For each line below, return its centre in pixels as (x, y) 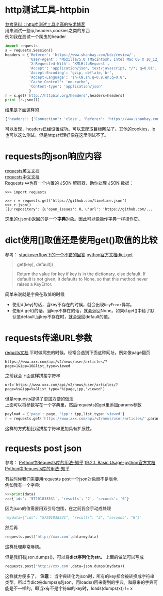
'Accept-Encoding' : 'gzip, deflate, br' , (71, 73)
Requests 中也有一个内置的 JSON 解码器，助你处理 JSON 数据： (69, 183)
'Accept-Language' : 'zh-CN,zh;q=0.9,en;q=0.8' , (78, 78)
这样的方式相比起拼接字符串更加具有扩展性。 (50, 428)
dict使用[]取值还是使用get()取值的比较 (81, 240)
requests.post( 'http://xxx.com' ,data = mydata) (52, 537)
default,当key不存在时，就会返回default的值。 (66, 317)
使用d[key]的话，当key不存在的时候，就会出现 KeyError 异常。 (73, 305)
